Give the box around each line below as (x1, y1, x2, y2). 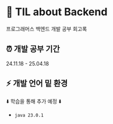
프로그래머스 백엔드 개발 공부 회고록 (6, 25, 87, 32)
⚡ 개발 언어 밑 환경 (6, 78, 68, 88)
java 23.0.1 (14, 112, 44, 118)
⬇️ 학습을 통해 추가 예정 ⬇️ (6, 98, 62, 105)
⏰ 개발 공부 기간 (6, 44, 60, 54)
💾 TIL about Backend (6, 5, 108, 19)
